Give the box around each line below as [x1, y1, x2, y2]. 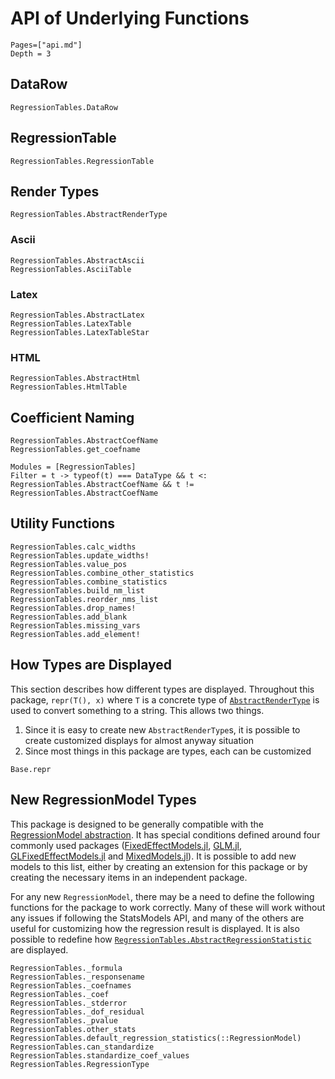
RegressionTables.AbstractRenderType [10, 210, 168, 220]
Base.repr [10, 764, 52, 774]
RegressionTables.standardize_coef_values [10, 1050, 190, 1061]
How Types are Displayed [10, 657, 173, 674]
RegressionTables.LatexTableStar [10, 327, 150, 337]
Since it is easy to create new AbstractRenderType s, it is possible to [24, 723, 301, 736]
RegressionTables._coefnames [10, 980, 132, 991]
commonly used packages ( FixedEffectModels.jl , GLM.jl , [10, 839, 243, 851]
